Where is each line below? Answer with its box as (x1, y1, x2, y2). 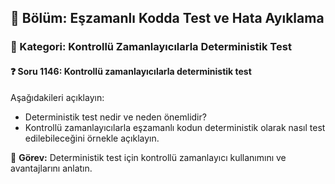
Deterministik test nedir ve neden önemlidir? (24, 111, 207, 123)
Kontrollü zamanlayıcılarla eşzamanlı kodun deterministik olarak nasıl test (24, 121, 326, 133)
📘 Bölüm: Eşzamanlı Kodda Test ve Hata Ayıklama (10, 10, 325, 27)
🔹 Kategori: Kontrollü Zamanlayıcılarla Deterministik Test (10, 40, 292, 54)
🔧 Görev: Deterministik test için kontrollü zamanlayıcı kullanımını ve (10, 151, 287, 163)
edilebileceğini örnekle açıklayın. (24, 132, 160, 144)
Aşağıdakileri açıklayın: (10, 91, 105, 103)
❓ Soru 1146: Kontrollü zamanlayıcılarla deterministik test (10, 65, 252, 77)
